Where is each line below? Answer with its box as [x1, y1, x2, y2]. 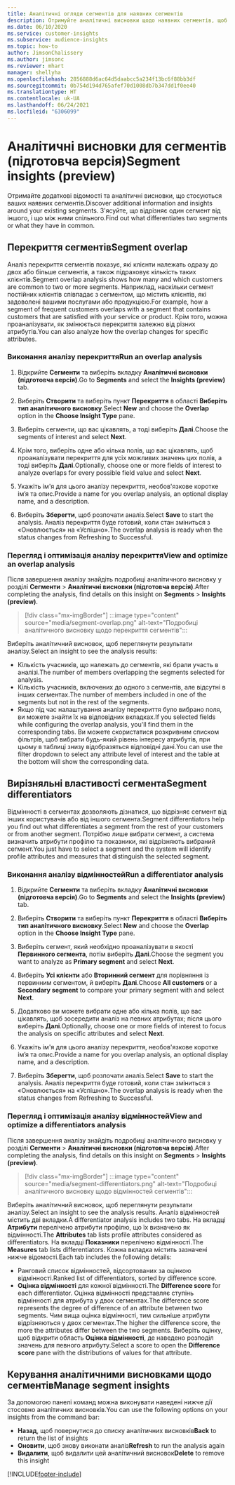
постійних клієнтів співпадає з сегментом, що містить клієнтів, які [7, 290, 207, 298]
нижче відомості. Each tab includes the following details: [7, 1253, 172, 1261]
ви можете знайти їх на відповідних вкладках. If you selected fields [17, 713, 216, 721]
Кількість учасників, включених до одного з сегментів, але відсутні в [17, 683, 226, 692]
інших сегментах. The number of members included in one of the [17, 690, 207, 699]
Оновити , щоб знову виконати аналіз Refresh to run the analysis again [17, 1442, 225, 1450]
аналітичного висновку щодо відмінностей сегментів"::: [24, 1187, 193, 1195]
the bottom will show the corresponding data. [17, 758, 149, 766]
